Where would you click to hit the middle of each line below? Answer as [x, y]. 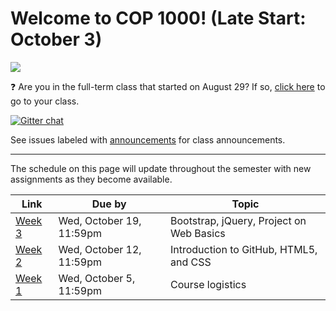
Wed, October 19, [100, 220]
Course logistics [208, 284]
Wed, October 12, [100, 249]
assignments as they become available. [91, 179]
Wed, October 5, [97, 278]
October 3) [56, 39]
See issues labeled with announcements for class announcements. [148, 139]
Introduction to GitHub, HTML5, [243, 249]
